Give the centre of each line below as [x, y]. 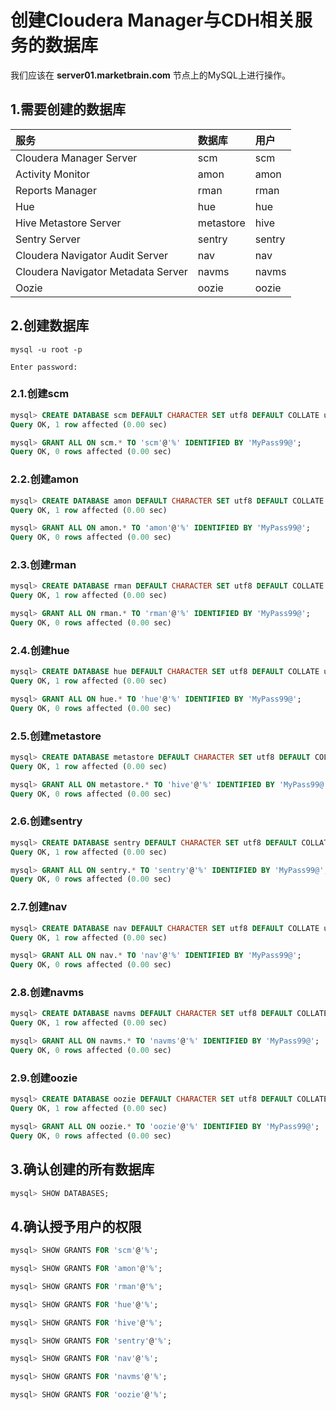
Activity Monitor [53, 174]
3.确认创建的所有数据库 [82, 1169]
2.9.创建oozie [44, 1078]
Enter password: [44, 367]
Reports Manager [56, 190]
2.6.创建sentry [46, 821]
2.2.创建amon [44, 479]
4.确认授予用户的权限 [76, 1226]
